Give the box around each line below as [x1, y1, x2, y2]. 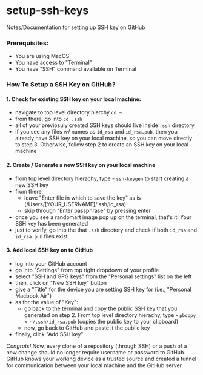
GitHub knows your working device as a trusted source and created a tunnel [6, 355, 197, 362]
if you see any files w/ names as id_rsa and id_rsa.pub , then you [15, 128, 178, 135]
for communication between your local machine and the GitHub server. [6, 361, 184, 369]
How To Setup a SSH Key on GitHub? [6, 80, 116, 89]
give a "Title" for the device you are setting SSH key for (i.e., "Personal [15, 285, 192, 293]
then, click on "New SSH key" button [15, 279, 107, 286]
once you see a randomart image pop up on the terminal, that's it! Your [15, 213, 192, 221]
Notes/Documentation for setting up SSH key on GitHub [6, 24, 145, 31]
